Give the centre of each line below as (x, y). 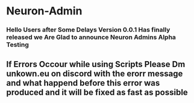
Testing (17, 45)
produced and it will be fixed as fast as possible (97, 92)
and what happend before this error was (83, 83)
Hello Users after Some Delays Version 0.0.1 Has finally (88, 30)
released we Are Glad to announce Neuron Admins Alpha (91, 37)
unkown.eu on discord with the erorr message (95, 73)
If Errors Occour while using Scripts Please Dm (96, 64)
